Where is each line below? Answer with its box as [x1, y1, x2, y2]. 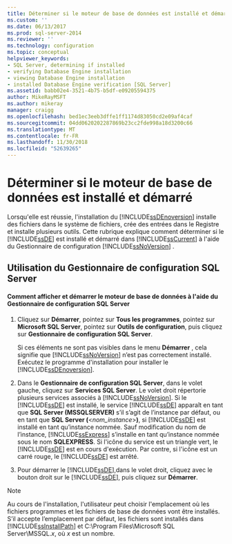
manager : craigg [7, 107, 54, 114]
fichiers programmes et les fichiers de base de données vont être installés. [7, 507, 220, 516]
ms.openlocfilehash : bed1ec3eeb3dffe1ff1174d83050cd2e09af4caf [7, 113, 193, 120]
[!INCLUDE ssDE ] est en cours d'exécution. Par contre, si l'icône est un [17, 444, 217, 453]
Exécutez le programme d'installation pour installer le [17, 358, 169, 366]
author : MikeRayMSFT [7, 94, 67, 101]
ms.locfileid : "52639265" [7, 145, 81, 152]
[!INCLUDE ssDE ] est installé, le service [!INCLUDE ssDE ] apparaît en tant [17, 401, 223, 409]
